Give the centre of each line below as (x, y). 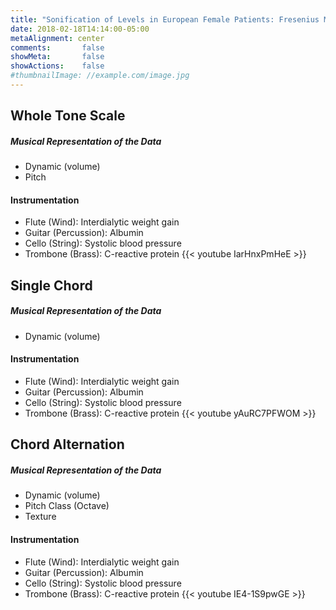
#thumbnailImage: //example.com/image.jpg (100, 76)
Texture (40, 517)
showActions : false (57, 66)
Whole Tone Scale (68, 116)
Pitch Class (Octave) (67, 506)
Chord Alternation (67, 444)
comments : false (57, 47)
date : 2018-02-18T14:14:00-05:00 (80, 29)
